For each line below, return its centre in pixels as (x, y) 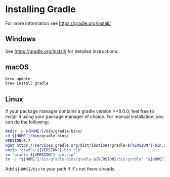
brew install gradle (27, 83)
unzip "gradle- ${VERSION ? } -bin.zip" (44, 150)
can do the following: (27, 122)
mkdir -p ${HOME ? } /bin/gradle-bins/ (44, 131)
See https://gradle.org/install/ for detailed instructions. (62, 51)
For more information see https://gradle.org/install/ (58, 23)
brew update (18, 79)
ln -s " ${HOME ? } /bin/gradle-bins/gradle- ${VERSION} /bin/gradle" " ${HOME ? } (86, 159)
